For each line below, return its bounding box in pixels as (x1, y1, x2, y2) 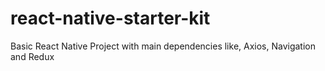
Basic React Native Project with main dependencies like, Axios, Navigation (10, 40, 317, 52)
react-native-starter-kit (10, 7, 211, 30)
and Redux (10, 50, 55, 62)
